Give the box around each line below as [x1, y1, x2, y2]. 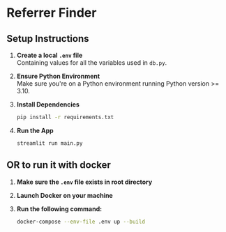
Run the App [16, 126, 54, 134]
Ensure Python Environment [16, 72, 100, 80]
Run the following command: [16, 204, 103, 213]
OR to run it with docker [6, 159, 111, 171]
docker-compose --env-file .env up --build [16, 218, 146, 225]
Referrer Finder [6, 5, 97, 21]
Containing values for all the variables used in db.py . [16, 59, 167, 67]
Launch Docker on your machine [16, 191, 113, 199]
